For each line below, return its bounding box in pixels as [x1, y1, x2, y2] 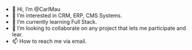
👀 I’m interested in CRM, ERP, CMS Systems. [11, 12, 122, 19]
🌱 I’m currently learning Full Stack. [11, 18, 98, 25]
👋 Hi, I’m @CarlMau [11, 6, 61, 12]
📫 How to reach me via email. [11, 37, 87, 45]
